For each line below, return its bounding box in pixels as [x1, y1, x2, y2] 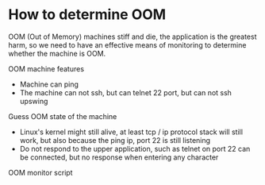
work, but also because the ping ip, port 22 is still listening [19, 135, 211, 145]
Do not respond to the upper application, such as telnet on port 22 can [19, 144, 251, 153]
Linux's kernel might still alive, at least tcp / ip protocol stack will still [19, 127, 244, 137]
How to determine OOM [8, 6, 167, 24]
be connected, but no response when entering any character [19, 152, 219, 162]
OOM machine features [8, 64, 85, 73]
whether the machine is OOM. [8, 48, 106, 58]
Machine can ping [19, 79, 79, 89]
